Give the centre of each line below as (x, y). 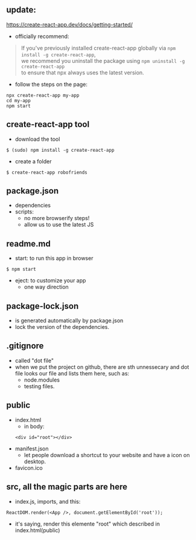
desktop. (35, 461)
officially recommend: (42, 36)
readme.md (29, 243)
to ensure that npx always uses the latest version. (83, 73)
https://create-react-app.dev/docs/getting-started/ (69, 24)
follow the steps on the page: (51, 84)
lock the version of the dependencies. (62, 327)
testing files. (39, 386)
